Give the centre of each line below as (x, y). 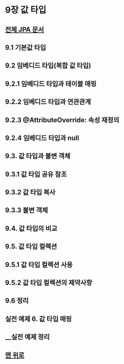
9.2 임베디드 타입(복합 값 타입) (48, 66)
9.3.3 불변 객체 (26, 210)
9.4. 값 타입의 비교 (31, 228)
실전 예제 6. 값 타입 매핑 (39, 319)
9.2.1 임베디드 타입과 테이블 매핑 (51, 84)
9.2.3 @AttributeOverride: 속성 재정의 (62, 120)
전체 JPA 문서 (25, 29)
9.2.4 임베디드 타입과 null (42, 138)
